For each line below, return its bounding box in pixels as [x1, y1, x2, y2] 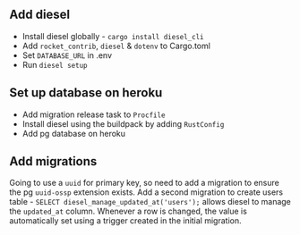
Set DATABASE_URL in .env [21, 49, 113, 61]
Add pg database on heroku [21, 128, 126, 138]
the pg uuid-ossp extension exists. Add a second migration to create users [9, 187, 284, 197]
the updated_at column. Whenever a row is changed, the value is [9, 206, 248, 217]
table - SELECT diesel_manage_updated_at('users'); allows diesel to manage [9, 197, 291, 207]
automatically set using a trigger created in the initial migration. [9, 215, 242, 226]
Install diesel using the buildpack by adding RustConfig [21, 118, 225, 129]
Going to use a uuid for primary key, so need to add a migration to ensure [9, 178, 279, 189]
